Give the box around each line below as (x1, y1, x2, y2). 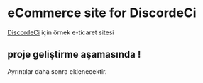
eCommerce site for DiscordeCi (7, 5, 197, 21)
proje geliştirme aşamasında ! (7, 49, 141, 60)
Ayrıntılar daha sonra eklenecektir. (7, 67, 107, 75)
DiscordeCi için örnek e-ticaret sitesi (7, 28, 114, 37)
